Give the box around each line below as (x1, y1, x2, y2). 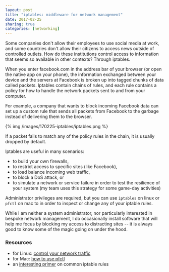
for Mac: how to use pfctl (12, 256, 65, 262)
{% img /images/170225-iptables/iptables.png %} (5, 124, 108, 130)
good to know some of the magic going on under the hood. (5, 226, 128, 232)
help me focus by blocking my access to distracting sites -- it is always (5, 221, 153, 227)
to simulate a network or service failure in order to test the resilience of (12, 180, 160, 186)
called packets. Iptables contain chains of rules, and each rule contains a (5, 82, 157, 89)
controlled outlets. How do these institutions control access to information (5, 51, 159, 57)
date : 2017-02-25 (5, 17, 42, 22)
